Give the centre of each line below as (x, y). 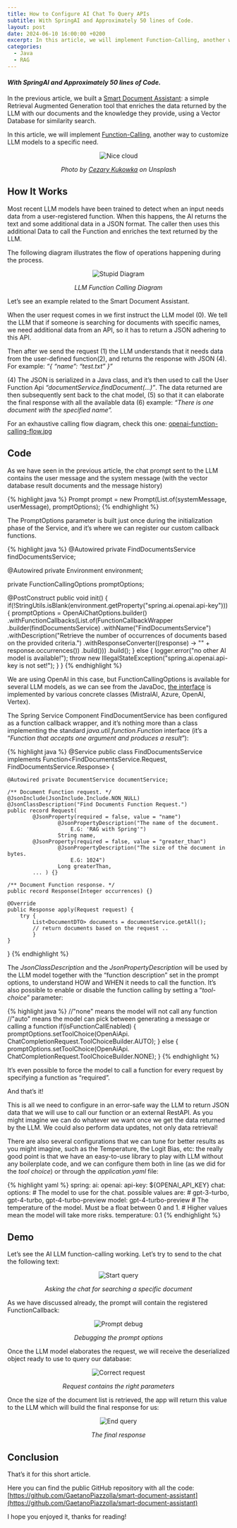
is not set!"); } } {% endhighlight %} (71, 665)
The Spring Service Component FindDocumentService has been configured (117, 715)
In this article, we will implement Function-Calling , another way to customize (118, 134)
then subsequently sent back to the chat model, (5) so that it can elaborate (116, 395)
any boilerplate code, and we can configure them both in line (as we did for (116, 1164)
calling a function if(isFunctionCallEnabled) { (72, 1026)
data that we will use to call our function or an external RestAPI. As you (110, 1112)
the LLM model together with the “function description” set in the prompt (113, 975)
